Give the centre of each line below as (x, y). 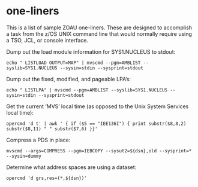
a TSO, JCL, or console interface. (47, 40)
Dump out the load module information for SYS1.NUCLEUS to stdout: (91, 51)
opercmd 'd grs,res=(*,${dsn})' (46, 178)
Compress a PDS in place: (38, 140)
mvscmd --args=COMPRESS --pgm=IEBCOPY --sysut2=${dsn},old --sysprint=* (99, 151)
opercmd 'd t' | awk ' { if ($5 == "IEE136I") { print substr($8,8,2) (96, 124)
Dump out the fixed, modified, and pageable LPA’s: (68, 79)
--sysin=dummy (24, 156)
